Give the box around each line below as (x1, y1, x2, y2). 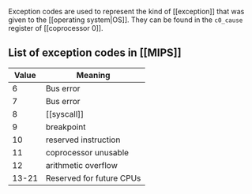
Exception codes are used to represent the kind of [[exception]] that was (8, 7, 245, 16)
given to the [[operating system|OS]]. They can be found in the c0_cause (8, 15, 243, 24)
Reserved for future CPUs (45, 173, 141, 184)
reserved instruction (45, 134, 121, 145)
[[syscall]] (45, 108, 85, 119)
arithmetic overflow (45, 159, 118, 170)
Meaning (76, 69, 111, 80)
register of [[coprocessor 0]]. (8, 24, 103, 32)
